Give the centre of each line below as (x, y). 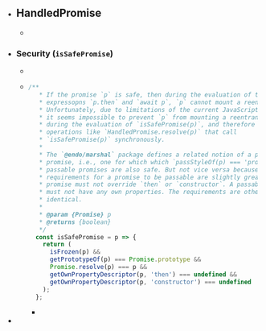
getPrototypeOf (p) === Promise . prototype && (125, 260)
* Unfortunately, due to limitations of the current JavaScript (149, 110)
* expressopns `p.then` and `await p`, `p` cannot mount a (140, 102)
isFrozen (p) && (75, 252)
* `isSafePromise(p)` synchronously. (102, 140)
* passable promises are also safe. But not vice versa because (149, 170)
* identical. (61, 200)
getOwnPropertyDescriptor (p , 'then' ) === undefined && (143, 274)
